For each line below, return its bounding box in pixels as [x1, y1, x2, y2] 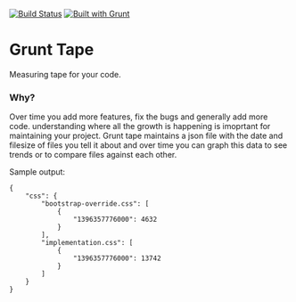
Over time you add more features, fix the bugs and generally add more [9, 111, 268, 122]
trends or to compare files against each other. [9, 150, 177, 160]
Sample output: [9, 167, 65, 177]
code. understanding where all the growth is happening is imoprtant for [9, 121, 271, 132]
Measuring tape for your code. [9, 69, 122, 79]
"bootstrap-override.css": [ [41, 200, 150, 208]
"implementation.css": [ [41, 239, 134, 248]
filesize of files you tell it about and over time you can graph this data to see [9, 140, 288, 151]
